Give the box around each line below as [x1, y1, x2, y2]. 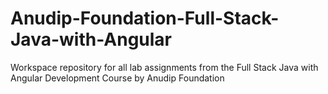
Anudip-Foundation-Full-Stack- [10, 7, 280, 30]
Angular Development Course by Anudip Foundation [10, 72, 225, 84]
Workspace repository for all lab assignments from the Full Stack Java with [10, 61, 319, 73]
